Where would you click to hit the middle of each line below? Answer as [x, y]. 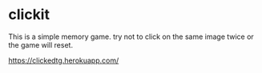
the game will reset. [41, 44]
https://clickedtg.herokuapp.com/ [64, 60]
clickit [29, 15]
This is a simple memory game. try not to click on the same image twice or [131, 36]
